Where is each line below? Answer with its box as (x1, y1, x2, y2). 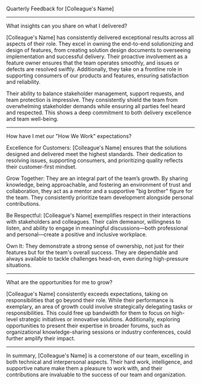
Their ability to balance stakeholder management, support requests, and (6, 90, 184, 97)
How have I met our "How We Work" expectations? (6, 133, 132, 139)
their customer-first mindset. (6, 163, 77, 170)
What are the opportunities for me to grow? (6, 279, 112, 286)
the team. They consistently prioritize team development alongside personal (6, 194, 194, 201)
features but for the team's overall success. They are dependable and (6, 249, 178, 256)
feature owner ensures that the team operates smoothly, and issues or (6, 59, 179, 66)
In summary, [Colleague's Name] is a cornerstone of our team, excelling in (6, 352, 190, 359)
